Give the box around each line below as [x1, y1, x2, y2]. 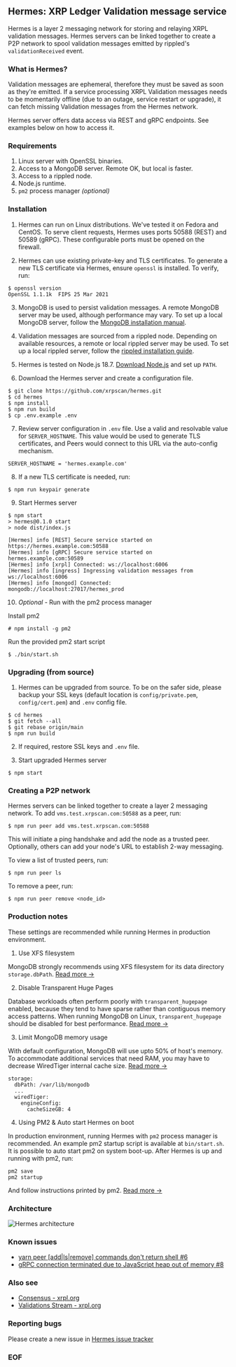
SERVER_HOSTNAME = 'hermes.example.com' [8, 460, 128, 467]
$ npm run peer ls [8, 869, 62, 876]
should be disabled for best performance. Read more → [8, 1019, 169, 1027]
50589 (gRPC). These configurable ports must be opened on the [18, 235, 205, 244]
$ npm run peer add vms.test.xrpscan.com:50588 [8, 822, 150, 830]
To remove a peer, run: [8, 882, 74, 891]
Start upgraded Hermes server [18, 756, 107, 764]
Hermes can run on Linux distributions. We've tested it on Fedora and [18, 220, 219, 229]
